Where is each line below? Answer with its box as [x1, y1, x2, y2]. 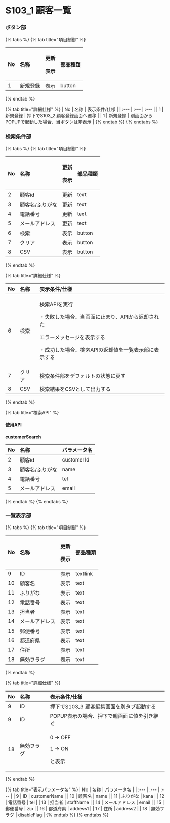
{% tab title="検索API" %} [5, 409, 59, 415]
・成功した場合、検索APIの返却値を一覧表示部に [39, 346, 154, 353]
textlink [75, 570, 93, 577]
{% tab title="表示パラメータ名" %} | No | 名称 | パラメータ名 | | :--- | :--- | [5, 786, 160, 793]
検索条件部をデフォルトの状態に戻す [39, 372, 126, 379]
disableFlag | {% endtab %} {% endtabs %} [18, 812, 109, 818]
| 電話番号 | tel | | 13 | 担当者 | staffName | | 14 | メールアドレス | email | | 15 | [5, 799, 164, 805]
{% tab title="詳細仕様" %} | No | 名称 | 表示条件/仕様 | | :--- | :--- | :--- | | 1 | [5, 106, 163, 112]
